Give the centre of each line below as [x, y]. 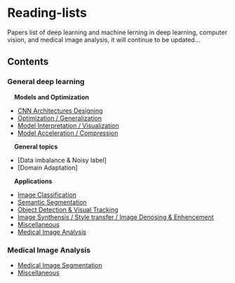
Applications [33, 181]
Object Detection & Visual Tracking [68, 209]
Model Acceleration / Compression [68, 133]
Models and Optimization [51, 97]
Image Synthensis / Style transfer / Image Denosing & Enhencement [115, 217]
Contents [28, 62]
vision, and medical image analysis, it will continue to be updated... [104, 39]
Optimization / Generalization [60, 118]
